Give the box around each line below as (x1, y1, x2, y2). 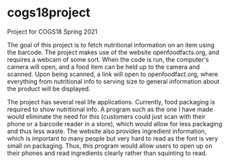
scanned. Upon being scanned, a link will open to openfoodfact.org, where (7, 70, 218, 78)
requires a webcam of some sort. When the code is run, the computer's (7, 55, 209, 63)
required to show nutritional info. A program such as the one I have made (7, 105, 214, 113)
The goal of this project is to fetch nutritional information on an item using (7, 40, 215, 49)
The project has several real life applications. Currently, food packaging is (7, 97, 215, 106)
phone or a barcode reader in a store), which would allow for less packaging (7, 119, 223, 128)
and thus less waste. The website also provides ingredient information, (7, 127, 207, 135)
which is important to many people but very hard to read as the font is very (7, 134, 218, 142)
